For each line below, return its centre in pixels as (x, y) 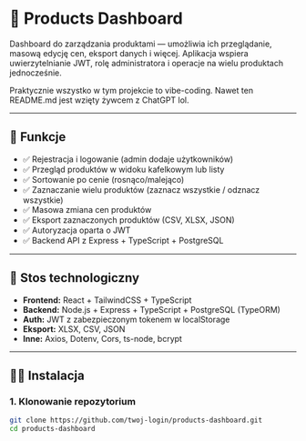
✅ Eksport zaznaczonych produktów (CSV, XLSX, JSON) (128, 220)
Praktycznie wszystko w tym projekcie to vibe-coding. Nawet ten (131, 90)
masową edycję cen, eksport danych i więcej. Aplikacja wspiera (129, 53)
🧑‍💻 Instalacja (47, 375)
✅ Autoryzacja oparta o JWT (76, 230)
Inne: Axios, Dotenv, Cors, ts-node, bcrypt (102, 338)
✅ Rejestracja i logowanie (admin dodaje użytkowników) (128, 159)
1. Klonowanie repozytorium (73, 401)
